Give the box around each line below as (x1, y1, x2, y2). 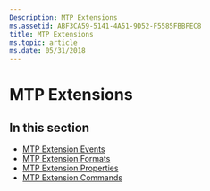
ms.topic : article (9, 37, 78, 47)
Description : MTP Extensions (9, 12, 118, 22)
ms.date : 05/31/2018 (9, 46, 87, 55)
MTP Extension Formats (21, 154, 111, 164)
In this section (9, 120, 90, 135)
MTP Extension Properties (21, 162, 119, 174)
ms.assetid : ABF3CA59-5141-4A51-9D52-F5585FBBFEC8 (9, 21, 202, 30)
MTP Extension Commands (21, 172, 123, 183)
